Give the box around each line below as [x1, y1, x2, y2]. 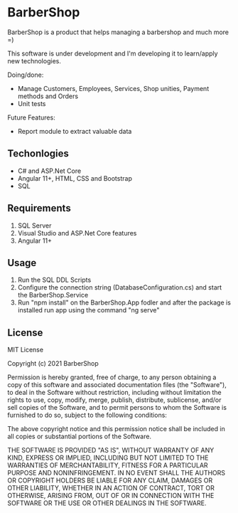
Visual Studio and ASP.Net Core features [17, 228, 137, 237]
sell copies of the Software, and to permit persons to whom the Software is [7, 403, 227, 412]
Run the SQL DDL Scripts [17, 275, 92, 285]
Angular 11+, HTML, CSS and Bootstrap [17, 174, 133, 182]
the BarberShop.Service [17, 291, 89, 300]
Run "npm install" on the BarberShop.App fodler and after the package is [17, 298, 231, 307]
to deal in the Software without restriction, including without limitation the [7, 388, 222, 397]
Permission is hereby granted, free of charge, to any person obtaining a [7, 373, 217, 381]
